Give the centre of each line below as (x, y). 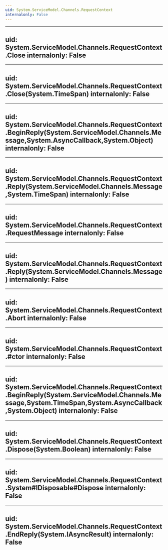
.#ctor (15, 356)
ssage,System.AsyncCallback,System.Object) (79, 140)
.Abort (15, 318)
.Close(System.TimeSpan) (47, 94)
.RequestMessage (34, 233)
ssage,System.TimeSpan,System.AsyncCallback (84, 403)
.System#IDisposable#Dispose (54, 488)
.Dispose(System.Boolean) (48, 449)
